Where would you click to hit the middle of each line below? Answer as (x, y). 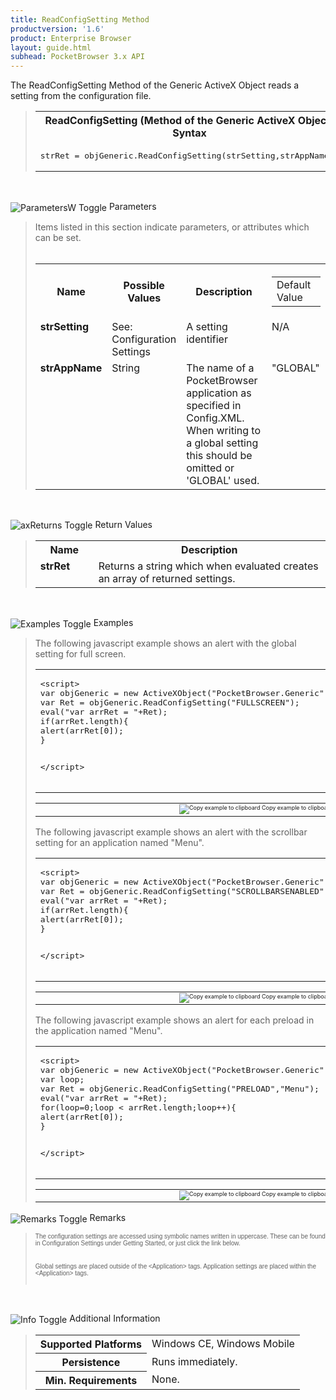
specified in (214, 405)
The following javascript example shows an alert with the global (165, 643)
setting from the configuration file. (81, 96)
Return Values (123, 524)
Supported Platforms (91, 1344)
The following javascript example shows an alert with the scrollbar (171, 832)
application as (219, 393)
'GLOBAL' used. (223, 480)
